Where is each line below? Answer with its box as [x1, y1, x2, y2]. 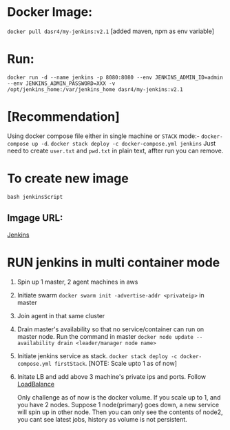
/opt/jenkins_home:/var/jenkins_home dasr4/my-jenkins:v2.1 [7, 86, 184, 93]
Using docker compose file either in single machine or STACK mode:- [7, 132, 200, 140]
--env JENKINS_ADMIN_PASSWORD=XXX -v [7, 80, 116, 87]
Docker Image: [7, 4, 93, 20]
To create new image [7, 170, 129, 186]
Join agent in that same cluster [17, 311, 105, 320]
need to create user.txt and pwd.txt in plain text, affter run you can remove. [7, 146, 224, 155]
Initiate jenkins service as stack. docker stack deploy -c [17, 351, 178, 360]
